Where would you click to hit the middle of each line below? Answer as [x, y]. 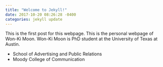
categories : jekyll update [34, 19]
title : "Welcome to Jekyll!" [36, 10]
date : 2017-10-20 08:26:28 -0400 [41, 15]
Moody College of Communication [49, 59]
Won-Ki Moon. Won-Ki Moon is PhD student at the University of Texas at [81, 39]
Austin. [13, 44]
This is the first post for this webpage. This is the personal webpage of [79, 34]
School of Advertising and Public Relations [57, 54]
